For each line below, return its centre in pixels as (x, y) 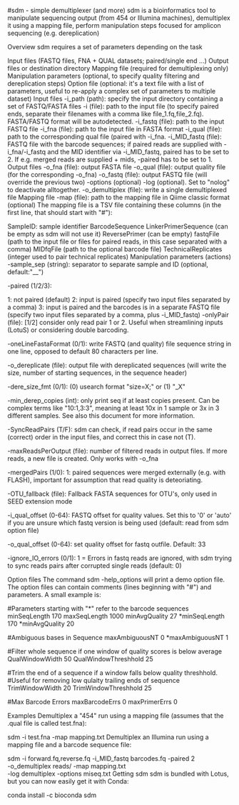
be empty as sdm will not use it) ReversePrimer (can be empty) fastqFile (113, 234)
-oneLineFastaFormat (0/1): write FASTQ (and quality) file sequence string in (119, 344)
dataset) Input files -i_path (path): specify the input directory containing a (115, 99)
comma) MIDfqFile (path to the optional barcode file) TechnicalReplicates (115, 249)
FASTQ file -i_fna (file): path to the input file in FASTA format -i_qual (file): (115, 129)
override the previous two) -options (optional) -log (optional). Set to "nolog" (119, 182)
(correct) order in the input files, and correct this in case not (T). (102, 437)
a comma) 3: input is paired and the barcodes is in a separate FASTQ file (114, 307)
